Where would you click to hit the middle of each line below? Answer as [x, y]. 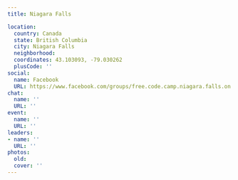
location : [22, 27]
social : [19, 73]
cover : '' [28, 166]
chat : [15, 93]
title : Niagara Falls [40, 14]
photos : [19, 153]
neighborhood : [35, 53]
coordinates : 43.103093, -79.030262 [68, 60]
